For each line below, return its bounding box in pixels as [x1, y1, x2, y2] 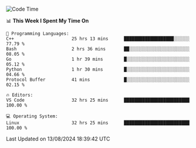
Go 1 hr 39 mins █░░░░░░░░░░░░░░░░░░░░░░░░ [6, 56, 190, 62]
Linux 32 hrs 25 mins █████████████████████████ [6, 120, 190, 126]
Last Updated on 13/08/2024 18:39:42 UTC [6, 135, 110, 142]
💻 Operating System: [6, 113, 59, 119]
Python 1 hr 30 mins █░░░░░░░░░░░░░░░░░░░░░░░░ [6, 67, 190, 73]
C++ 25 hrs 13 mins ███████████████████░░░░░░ [6, 36, 190, 42]
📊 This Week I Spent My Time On [6, 18, 89, 24]
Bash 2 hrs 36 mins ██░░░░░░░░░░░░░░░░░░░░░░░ [6, 46, 190, 52]
